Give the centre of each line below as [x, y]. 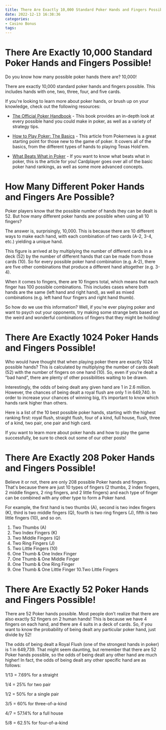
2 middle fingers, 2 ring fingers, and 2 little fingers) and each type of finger [82, 492]
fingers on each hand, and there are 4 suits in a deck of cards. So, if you [79, 624]
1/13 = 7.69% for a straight [32, 675]
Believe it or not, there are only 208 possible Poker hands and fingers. [76, 482]
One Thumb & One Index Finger [44, 553]
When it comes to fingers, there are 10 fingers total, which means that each [82, 282]
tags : [11, 28]
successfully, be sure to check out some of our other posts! [66, 438]
